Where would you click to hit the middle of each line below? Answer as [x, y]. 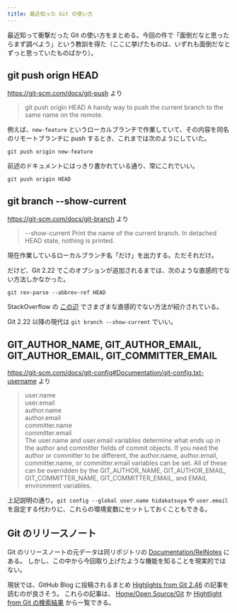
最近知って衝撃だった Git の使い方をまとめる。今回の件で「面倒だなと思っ [115, 35]
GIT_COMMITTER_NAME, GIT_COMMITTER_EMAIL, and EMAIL [116, 478]
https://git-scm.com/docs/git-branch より [68, 219]
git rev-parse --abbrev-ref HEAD [57, 293]
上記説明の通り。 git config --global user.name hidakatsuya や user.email [118, 500]
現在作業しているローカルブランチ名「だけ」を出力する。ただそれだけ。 [112, 255]
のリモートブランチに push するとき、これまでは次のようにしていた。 [109, 138]
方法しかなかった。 [41, 279]
